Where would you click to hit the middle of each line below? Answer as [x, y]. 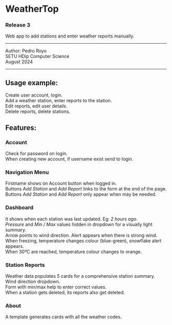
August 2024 [19, 62]
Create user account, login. [34, 95]
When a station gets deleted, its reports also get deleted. [65, 292]
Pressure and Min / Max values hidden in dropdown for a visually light [79, 224]
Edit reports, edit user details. [36, 106]
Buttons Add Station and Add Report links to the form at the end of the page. [86, 189]
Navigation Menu [27, 172]
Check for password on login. [36, 153]
